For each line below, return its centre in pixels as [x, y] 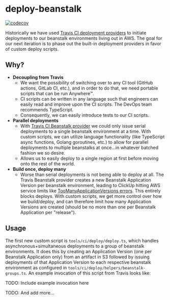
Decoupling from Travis [38, 77]
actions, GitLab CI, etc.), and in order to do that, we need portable [89, 88]
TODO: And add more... [30, 292]
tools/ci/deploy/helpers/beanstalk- [107, 268]
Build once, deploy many [39, 169]
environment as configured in [36, 267]
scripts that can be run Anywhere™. [57, 93]
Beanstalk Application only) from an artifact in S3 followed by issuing [78, 257]
